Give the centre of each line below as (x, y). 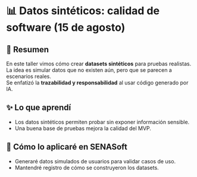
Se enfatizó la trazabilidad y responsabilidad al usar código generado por (97, 83)
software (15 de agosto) (66, 28)
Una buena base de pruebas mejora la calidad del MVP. (83, 128)
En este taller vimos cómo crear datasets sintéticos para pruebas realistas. (99, 64)
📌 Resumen (28, 50)
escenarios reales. (29, 76)
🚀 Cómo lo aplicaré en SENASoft (67, 147)
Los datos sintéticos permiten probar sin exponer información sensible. (102, 122)
